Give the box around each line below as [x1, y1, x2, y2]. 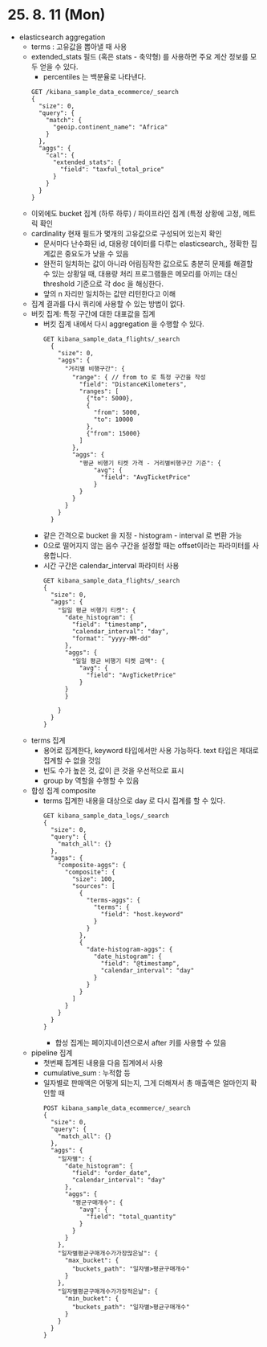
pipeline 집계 [30, 1047, 73, 1058]
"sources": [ [71, 882, 115, 890]
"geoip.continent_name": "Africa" [52, 123, 168, 131]
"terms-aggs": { [86, 896, 141, 904]
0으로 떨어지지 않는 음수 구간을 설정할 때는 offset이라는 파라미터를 [42, 540, 251, 550]
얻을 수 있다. [39, 62, 79, 72]
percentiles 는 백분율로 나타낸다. [42, 72, 147, 81]
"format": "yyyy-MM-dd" [71, 634, 152, 642]
